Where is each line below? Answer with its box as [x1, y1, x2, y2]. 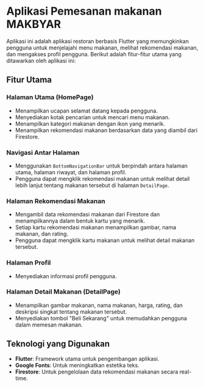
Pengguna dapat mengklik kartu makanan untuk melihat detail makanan [15, 237, 195, 244]
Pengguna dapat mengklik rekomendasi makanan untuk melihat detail [15, 175, 190, 182]
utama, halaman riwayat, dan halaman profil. [15, 168, 127, 175]
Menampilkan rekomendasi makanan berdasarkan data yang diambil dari [15, 127, 198, 134]
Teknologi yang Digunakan [6, 339, 110, 349]
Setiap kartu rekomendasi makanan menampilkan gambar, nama [15, 224, 177, 231]
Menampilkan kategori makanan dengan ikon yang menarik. [15, 120, 166, 127]
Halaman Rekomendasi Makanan [6, 197, 105, 205]
